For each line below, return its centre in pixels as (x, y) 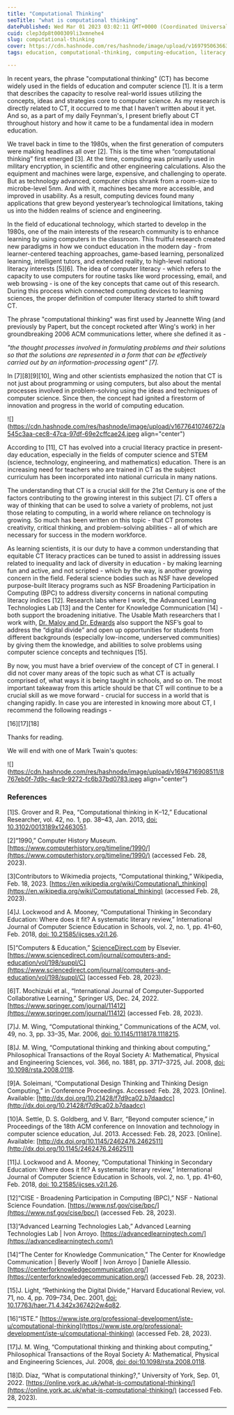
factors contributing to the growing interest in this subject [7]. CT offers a (112, 498)
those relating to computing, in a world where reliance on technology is (109, 513)
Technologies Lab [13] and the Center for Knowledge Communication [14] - (115, 607)
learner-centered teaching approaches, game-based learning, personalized (116, 254)
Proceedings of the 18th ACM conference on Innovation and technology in (113, 1126)
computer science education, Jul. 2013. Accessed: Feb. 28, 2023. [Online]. (115, 1134)
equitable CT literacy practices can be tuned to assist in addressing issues (114, 556)
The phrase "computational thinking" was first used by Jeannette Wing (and (116, 319)
